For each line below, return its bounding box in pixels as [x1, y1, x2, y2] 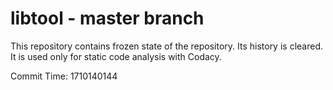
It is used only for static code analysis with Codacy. [10, 50, 222, 62]
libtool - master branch [10, 7, 205, 30]
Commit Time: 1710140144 [10, 70, 118, 82]
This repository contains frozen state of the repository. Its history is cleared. [10, 40, 323, 52]
